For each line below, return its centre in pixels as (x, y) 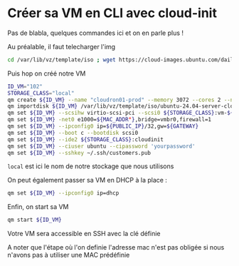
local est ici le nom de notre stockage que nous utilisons (91, 166)
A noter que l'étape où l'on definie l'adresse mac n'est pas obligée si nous (116, 247)
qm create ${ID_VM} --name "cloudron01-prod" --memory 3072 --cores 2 (114, 100)
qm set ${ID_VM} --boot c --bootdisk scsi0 (73, 133)
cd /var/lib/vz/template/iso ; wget (62, 60)
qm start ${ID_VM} (34, 220)
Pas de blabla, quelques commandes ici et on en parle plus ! (95, 33)
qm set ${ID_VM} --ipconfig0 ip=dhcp (63, 193)
